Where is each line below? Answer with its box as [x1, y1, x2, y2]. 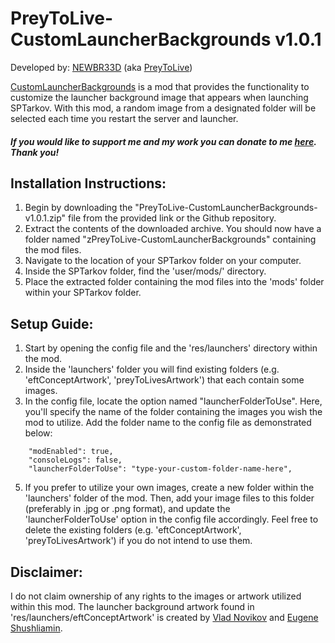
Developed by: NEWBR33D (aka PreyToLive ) [10, 61, 193, 73]
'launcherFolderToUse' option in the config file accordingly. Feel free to [24, 513, 319, 526]
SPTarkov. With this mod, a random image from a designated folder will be [10, 102, 317, 114]
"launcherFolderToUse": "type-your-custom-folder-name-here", [28, 464, 293, 474]
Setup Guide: [10, 315, 94, 332]
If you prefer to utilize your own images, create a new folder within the [24, 482, 315, 494]
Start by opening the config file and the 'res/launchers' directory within [24, 342, 318, 354]
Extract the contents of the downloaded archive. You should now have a [24, 223, 322, 235]
